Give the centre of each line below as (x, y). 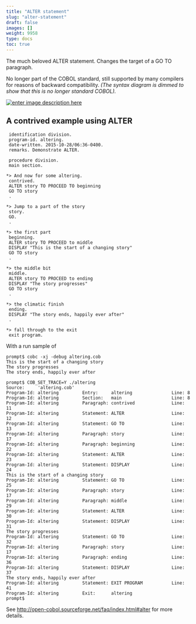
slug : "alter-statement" (36, 17)
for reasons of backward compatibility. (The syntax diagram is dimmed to (95, 85)
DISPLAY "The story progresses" (48, 284)
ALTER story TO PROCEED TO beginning (55, 186)
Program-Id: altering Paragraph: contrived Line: (95, 403)
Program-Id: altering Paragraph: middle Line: (95, 501)
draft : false (22, 22)
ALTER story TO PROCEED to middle (51, 242)
